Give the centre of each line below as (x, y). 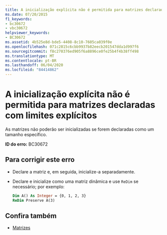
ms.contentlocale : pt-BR (31, 61)
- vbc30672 (16, 28)
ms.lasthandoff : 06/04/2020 (34, 65)
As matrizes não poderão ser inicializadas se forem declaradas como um (80, 129)
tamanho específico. (26, 134)
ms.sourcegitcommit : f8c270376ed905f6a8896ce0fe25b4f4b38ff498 (72, 51)
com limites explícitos (51, 116)
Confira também (31, 216)
